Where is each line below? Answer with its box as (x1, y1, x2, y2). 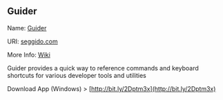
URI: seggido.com (7, 37, 58, 46)
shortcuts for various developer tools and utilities (7, 71, 146, 79)
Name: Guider (7, 23, 47, 32)
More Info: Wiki (7, 50, 50, 59)
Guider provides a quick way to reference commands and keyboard (7, 63, 199, 72)
